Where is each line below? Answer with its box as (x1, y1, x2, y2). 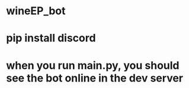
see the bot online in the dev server (6, 71, 184, 84)
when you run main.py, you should (6, 58, 180, 72)
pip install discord (6, 32, 96, 45)
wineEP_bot (6, 4, 66, 18)
